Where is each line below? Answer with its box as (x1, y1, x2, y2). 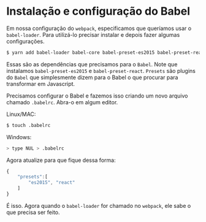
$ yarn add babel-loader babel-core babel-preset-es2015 (6, 49, 155, 56)
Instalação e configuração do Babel (6, 4, 190, 18)
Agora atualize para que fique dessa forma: (6, 156, 116, 164)
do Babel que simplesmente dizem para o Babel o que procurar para (6, 74, 178, 81)
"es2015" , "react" (28, 180, 75, 186)
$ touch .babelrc (6, 122, 51, 128)
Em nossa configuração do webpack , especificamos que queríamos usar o (6, 25, 192, 32)
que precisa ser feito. (6, 209, 60, 216)
